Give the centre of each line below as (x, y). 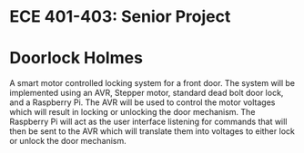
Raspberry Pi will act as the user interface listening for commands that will (148, 122)
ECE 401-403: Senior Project (120, 17)
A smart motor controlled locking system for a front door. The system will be (152, 83)
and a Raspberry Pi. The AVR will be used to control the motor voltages (142, 102)
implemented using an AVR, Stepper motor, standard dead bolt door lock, (147, 93)
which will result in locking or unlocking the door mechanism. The (132, 112)
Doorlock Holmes (76, 58)
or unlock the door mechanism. (68, 141)
